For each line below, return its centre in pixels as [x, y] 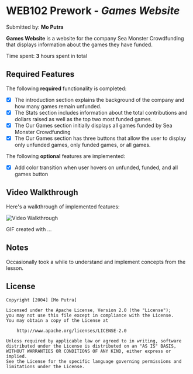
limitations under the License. [45, 366]
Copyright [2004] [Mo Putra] [42, 300]
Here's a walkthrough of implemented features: [63, 207]
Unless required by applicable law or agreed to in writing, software [94, 341]
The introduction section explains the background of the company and [99, 99]
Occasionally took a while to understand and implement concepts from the [96, 262]
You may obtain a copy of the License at [57, 320]
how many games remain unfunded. [58, 106]
